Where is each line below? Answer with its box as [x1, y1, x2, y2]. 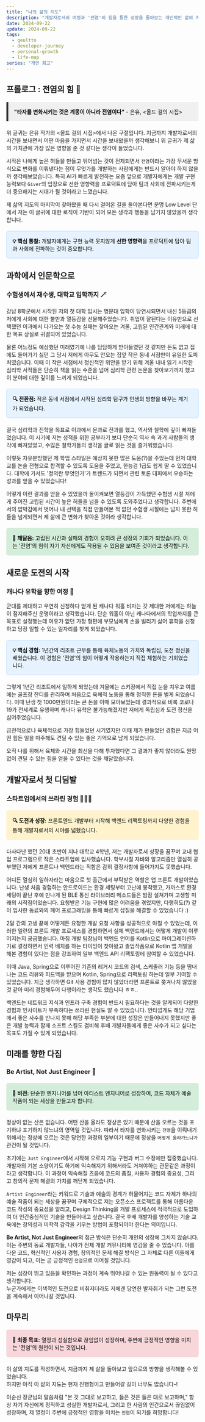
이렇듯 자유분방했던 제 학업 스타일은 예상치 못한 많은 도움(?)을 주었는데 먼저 [6, 454, 185, 461]
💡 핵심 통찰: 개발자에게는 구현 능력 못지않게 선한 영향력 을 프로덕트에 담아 [12, 237, 185, 245]
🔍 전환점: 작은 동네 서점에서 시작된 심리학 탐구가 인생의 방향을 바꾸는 [12, 395, 177, 403]
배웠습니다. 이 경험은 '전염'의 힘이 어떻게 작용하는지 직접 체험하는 [12, 654, 167, 662]
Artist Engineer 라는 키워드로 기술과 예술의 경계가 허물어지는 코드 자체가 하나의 [6, 1190, 197, 1198]
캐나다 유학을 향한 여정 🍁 [6, 587, 74, 595]
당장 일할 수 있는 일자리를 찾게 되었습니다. [17, 625, 117, 633]
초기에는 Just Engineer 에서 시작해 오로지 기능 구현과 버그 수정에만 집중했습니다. [6, 1154, 198, 1162]
